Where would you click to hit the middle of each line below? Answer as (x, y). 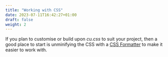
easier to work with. (26, 50)
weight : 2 (16, 24)
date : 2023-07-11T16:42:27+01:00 (41, 15)
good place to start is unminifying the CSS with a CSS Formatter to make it (84, 45)
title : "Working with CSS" (34, 10)
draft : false (19, 20)
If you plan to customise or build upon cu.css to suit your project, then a (81, 39)
